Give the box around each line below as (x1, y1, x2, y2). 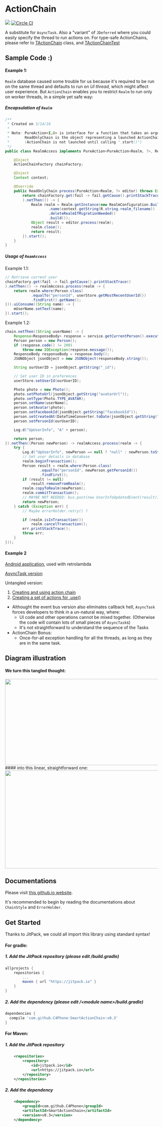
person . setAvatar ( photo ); (14, 405, 66, 410)
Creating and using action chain (12, 589, 76, 596)
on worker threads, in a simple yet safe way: (5, 94, 94, 100)
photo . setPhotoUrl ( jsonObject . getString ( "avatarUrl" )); (14, 392, 130, 396)
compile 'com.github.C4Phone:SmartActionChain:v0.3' (9, 1015, 118, 1021)
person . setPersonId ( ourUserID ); (14, 419, 79, 424)
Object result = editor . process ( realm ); (31, 220, 114, 225)
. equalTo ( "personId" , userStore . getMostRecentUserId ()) (31, 293, 147, 298)
